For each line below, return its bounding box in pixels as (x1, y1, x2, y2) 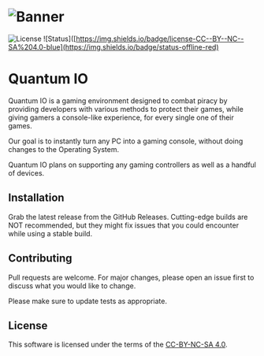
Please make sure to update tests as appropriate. (8, 296, 168, 306)
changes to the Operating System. (8, 144, 120, 154)
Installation (8, 191, 65, 205)
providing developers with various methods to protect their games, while (8, 104, 244, 113)
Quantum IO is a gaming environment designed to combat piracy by (8, 95, 228, 106)
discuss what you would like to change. (8, 280, 136, 291)
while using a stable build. (8, 228, 93, 238)
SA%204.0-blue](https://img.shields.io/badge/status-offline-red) (8, 42, 219, 51)
